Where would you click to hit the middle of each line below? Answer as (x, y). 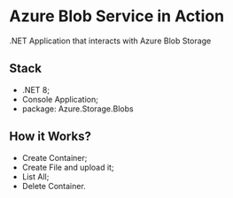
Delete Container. (54, 186)
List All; (35, 176)
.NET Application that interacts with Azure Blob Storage (110, 41)
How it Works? (50, 137)
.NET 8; (36, 89)
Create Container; (54, 157)
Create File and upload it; (68, 167)
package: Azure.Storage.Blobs (78, 109)
